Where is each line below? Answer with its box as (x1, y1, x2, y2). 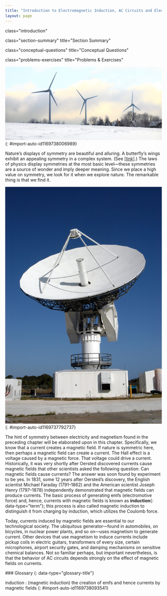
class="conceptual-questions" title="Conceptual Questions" (5, 47, 129, 53)
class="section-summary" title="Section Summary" (5, 37, 111, 43)
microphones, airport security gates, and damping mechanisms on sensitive (5, 545, 161, 551)
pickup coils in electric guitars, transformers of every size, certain (5, 539, 140, 545)
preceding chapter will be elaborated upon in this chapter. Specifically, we (5, 439, 157, 445)
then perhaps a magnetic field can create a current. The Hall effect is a (5, 450, 150, 456)
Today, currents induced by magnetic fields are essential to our (5, 518, 135, 524)
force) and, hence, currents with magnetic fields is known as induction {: (5, 498, 154, 504)
